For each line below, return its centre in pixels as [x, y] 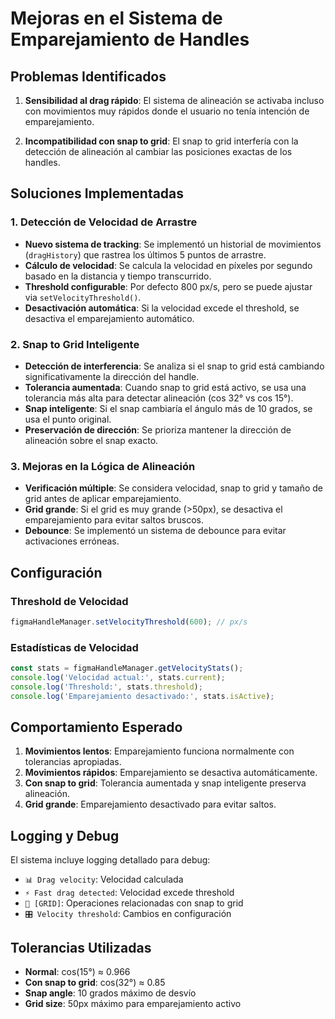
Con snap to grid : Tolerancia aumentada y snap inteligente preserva [165, 783]
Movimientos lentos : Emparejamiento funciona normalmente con [159, 751]
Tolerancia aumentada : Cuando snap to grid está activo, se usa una [165, 387]
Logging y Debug [65, 835]
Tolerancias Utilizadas [81, 947]
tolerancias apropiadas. [73, 762]
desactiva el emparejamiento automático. [109, 318]
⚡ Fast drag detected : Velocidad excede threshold [129, 893]
